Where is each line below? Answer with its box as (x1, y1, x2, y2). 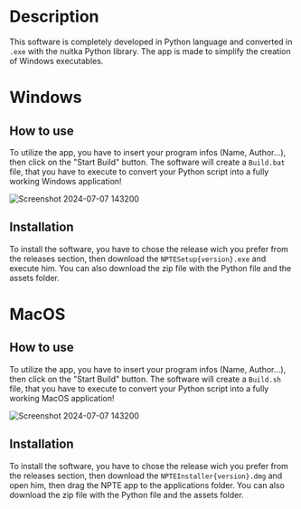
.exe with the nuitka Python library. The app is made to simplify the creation (9, 45, 291, 56)
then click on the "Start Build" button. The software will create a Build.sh (9, 373, 282, 384)
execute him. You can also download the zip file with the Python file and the (9, 262, 292, 273)
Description (9, 6, 99, 27)
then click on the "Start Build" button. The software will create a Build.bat (9, 156, 286, 167)
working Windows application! (9, 175, 122, 186)
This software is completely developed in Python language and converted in (9, 36, 293, 47)
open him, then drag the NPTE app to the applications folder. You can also (9, 479, 285, 490)
